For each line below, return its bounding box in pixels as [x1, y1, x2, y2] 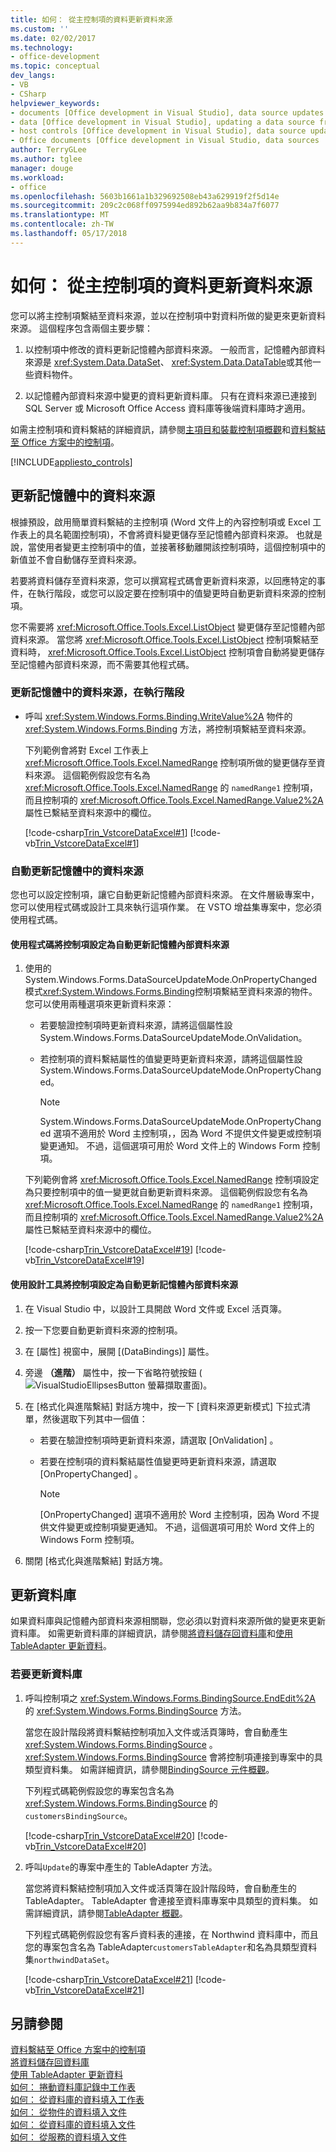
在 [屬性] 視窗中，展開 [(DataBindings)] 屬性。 [24, 1345, 215, 1357]
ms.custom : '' [10, 24, 70, 34]
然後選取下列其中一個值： [42, 1412, 148, 1425]
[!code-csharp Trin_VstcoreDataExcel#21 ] [24, 1973, 194, 1985]
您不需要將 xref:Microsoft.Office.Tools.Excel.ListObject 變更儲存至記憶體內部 [10, 621, 326, 633]
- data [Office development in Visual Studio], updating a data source [10, 117, 315, 127]
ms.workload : [10, 172, 65, 183]
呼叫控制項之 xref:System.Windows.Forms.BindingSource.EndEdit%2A [24, 1692, 316, 1704]
